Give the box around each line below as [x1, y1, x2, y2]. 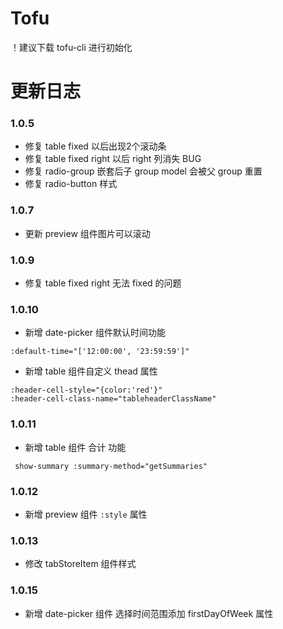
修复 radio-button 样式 [24, 178, 118, 190]
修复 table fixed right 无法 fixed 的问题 [24, 277, 182, 289]
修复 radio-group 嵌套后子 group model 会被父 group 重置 [24, 165, 263, 177]
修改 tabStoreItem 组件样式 [24, 558, 137, 570]
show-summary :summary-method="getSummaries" [14, 461, 208, 471]
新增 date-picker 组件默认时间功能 [24, 327, 166, 339]
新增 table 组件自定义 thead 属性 [24, 365, 158, 377]
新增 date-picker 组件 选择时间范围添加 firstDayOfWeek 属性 [24, 607, 274, 619]
